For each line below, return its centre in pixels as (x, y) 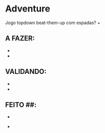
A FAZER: (20, 38)
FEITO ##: (21, 105)
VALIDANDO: (26, 72)
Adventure (28, 9)
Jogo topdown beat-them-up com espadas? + (53, 23)
